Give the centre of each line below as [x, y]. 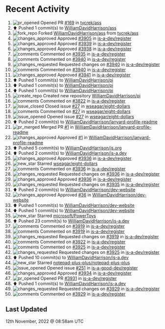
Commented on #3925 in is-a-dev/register [83, 247]
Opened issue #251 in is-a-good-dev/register [92, 268]
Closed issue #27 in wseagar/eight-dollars [87, 106]
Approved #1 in [72, 137]
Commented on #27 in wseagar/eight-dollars [85, 111]
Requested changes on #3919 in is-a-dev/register [109, 236]
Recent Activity [38, 9]
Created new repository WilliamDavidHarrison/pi [92, 96]
